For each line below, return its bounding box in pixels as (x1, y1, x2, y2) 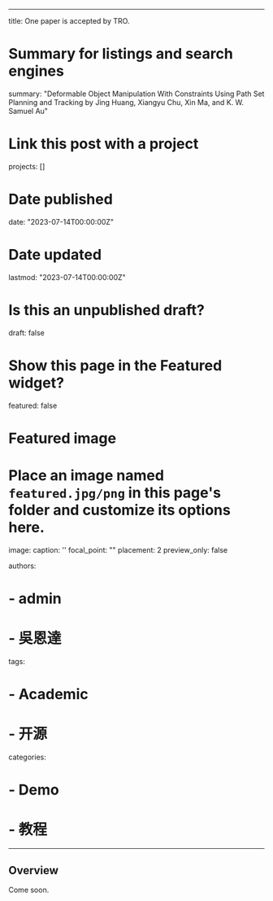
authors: (8, 561, 37, 571)
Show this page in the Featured (8, 356, 223, 374)
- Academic (8, 685, 89, 704)
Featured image (8, 429, 116, 448)
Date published (8, 190, 114, 208)
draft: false (8, 327, 45, 338)
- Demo (8, 781, 59, 799)
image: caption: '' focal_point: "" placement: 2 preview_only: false (8, 545, 228, 554)
